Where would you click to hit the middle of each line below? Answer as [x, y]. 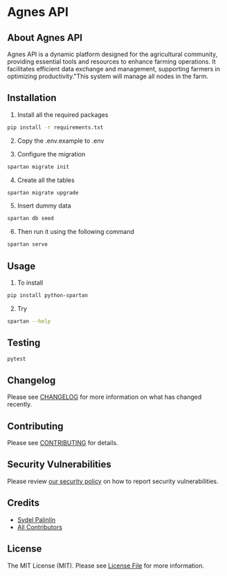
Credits [24, 503]
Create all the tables [46, 180]
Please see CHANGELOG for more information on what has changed [105, 397]
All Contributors [39, 527]
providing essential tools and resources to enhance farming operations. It [111, 62]
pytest [17, 359]
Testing [24, 343]
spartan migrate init [38, 167]
